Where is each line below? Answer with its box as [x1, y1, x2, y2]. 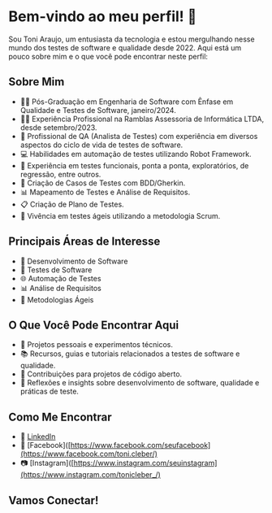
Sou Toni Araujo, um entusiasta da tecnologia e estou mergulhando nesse [8, 34, 255, 44]
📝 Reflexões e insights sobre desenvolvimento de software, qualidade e [19, 378, 260, 388]
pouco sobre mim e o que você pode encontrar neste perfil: [8, 51, 209, 61]
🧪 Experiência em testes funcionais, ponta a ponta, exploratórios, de [19, 160, 249, 170]
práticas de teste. [19, 386, 80, 397]
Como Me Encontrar [8, 410, 112, 424]
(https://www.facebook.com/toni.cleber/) [19, 449, 158, 459]
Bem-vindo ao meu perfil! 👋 [8, 7, 197, 26]
